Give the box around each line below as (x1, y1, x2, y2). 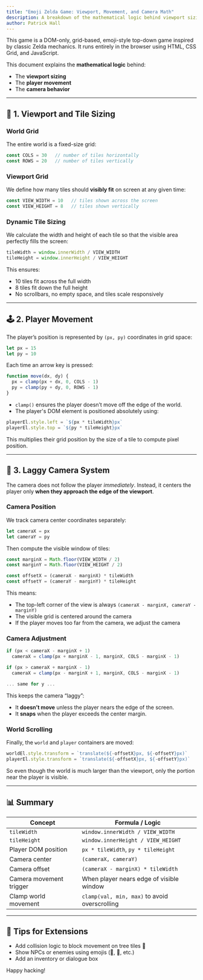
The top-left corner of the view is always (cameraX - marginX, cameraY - (14, 601, 196, 609)
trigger (9, 882, 29, 891)
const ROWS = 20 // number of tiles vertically (6, 158, 134, 164)
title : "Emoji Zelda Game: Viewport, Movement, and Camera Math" (6, 8, 174, 15)
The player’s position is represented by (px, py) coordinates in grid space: (6, 333, 192, 341)
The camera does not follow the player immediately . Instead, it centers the (6, 481, 192, 488)
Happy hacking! (6, 967, 46, 974)
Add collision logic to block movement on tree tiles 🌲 (14, 943, 146, 950)
